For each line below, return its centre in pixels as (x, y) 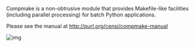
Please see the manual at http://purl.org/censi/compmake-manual (87, 26)
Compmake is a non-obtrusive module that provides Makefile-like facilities (97, 9)
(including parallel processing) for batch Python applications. (81, 15)
